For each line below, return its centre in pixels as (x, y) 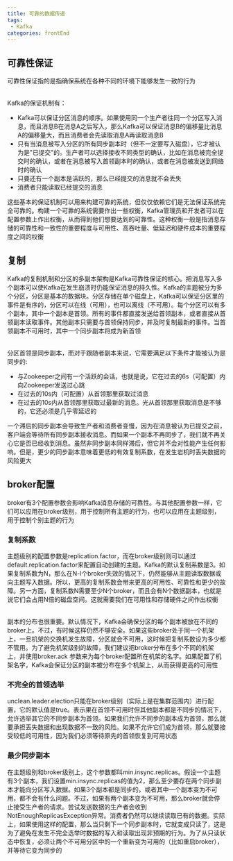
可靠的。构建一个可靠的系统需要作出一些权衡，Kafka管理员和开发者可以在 (118, 211)
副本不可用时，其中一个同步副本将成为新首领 (77, 331)
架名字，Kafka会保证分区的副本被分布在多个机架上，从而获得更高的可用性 (113, 664)
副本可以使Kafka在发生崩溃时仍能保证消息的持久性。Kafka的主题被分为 (114, 287)
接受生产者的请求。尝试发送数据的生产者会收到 (80, 807)
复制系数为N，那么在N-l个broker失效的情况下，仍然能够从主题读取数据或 (117, 573)
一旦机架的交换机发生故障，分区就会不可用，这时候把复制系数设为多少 (119, 639)
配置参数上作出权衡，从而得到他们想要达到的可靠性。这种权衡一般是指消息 (113, 219)
